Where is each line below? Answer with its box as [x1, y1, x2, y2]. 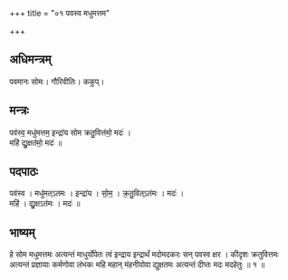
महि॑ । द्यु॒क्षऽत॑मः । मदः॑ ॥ [9, 198, 81, 209]
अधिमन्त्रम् [9, 52, 52, 67]
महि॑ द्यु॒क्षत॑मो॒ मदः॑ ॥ [9, 137, 62, 148]
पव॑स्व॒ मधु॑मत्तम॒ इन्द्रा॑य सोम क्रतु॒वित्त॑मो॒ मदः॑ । [9, 127, 131, 138]
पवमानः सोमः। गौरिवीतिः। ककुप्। [9, 76, 105, 87]
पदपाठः [9, 164, 39, 179]
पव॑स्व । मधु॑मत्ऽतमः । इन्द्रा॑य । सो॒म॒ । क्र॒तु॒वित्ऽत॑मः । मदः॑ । [9, 188, 185, 198]
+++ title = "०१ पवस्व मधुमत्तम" [9, 8, 110, 18]
